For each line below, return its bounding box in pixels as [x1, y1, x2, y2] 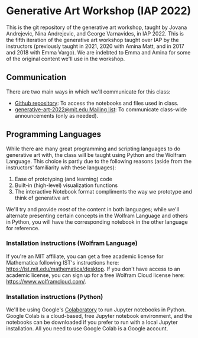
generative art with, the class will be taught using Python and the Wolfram [6, 151, 186, 158]
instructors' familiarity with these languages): [6, 164, 116, 171]
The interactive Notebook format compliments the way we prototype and [14, 188, 192, 195]
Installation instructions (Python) [6, 292, 103, 301]
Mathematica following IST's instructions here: [6, 259, 119, 266]
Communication [6, 72, 67, 82]
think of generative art [14, 194, 69, 201]
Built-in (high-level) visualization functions [14, 182, 118, 189]
